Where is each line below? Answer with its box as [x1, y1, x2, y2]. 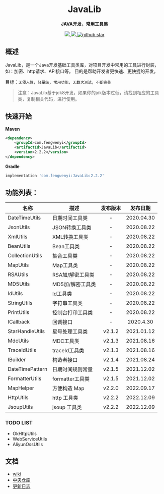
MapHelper [8, 385, 34, 392]
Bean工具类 [52, 243, 80, 250]
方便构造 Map [52, 385, 85, 392]
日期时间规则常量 [52, 366, 93, 373]
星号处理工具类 [52, 328, 88, 335]
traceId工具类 [52, 347, 85, 354]
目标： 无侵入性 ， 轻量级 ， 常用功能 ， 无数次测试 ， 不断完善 [5, 79, 111, 85]
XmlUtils [8, 233, 28, 240]
